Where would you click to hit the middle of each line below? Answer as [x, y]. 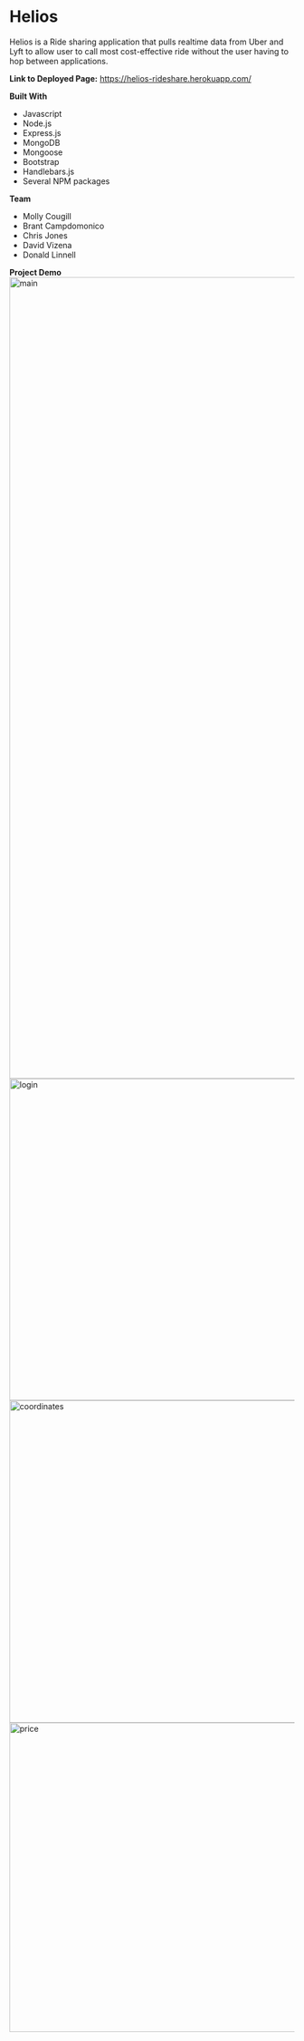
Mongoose [43, 152]
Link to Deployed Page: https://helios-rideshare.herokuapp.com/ [130, 78]
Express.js [42, 132]
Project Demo [35, 272]
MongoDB [41, 142]
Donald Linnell [49, 255]
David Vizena [47, 245]
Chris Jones [45, 235]
